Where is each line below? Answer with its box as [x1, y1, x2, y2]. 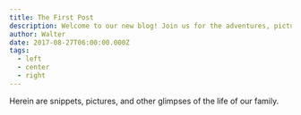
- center [17, 63, 50, 72]
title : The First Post [9, 12, 94, 22]
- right [17, 71, 47, 80]
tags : [9, 46, 30, 55]
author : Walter [9, 29, 66, 38]
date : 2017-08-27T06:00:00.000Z [9, 37, 130, 47]
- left [17, 54, 42, 63]
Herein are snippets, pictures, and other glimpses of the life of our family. [9, 95, 279, 106]
